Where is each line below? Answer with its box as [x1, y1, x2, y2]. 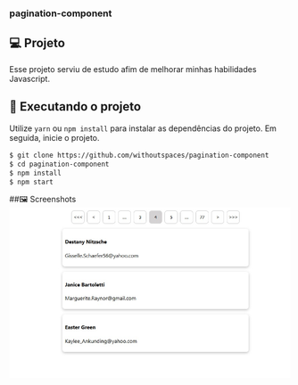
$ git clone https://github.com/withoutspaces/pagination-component [9, 151, 269, 160]
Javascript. [9, 73, 51, 84]
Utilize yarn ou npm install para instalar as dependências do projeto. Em [9, 123, 277, 134]
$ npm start [9, 177, 54, 186]
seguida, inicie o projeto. [9, 132, 100, 143]
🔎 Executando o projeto [9, 99, 141, 114]
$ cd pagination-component [9, 160, 110, 168]
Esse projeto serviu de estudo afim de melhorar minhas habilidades [9, 63, 257, 74]
